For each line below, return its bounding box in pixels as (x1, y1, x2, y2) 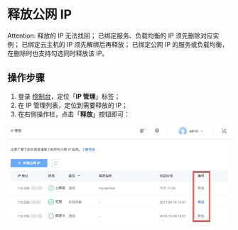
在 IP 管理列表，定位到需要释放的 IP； (17, 101, 129, 109)
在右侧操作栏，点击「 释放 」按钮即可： (17, 109, 130, 118)
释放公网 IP (7, 6, 72, 23)
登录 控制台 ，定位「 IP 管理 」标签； (17, 92, 121, 100)
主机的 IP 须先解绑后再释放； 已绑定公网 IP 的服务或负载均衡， (45, 40, 229, 48)
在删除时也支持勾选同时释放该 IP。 (7, 49, 109, 57)
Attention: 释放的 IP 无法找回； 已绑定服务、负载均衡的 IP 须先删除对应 (7, 31, 213, 40)
